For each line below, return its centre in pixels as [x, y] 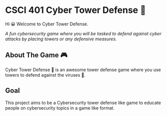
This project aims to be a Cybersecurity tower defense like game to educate [83, 103]
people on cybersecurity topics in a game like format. [60, 108]
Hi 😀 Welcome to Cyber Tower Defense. [47, 24]
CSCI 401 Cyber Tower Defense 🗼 [76, 10]
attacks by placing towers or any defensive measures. [61, 39]
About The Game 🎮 [36, 55]
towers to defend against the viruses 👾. [45, 75]
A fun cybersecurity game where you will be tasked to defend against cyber [83, 33]
